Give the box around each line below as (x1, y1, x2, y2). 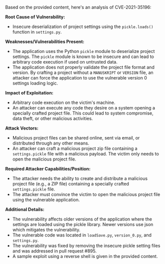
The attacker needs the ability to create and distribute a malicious (12, 175, 148, 181)
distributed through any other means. (12, 140, 89, 146)
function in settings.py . (12, 29, 62, 34)
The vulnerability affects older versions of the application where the (12, 216, 152, 222)
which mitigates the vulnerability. (12, 227, 81, 232)
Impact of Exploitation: (5, 90, 53, 95)
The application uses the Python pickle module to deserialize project (12, 48, 155, 54)
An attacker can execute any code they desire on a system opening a (12, 105, 155, 110)
